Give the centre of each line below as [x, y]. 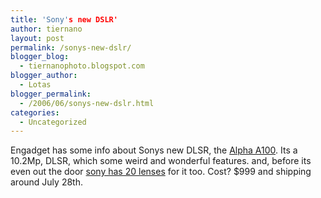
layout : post [37, 38]
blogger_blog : [40, 57]
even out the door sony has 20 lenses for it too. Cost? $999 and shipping [161, 172]
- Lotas [35, 85]
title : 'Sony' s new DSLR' [64, 19]
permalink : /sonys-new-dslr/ [71, 47]
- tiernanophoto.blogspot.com [82, 66]
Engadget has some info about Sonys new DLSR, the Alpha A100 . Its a [154, 150]
